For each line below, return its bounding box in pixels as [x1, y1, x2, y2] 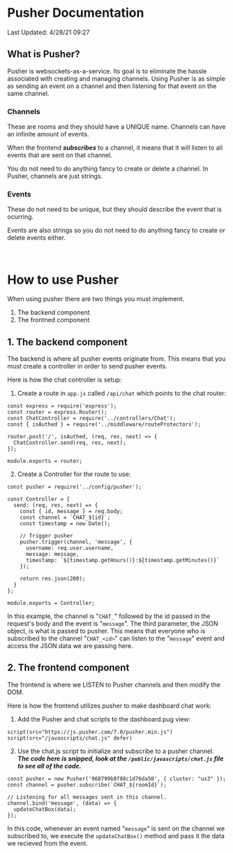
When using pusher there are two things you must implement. [7, 295, 185, 303]
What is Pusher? [7, 48, 80, 60]
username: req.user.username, [25, 545, 114, 552]
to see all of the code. [17, 761, 82, 770]
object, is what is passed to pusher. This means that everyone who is [7, 627, 206, 636]
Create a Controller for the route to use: [17, 470, 131, 478]
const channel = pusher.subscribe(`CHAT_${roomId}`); [7, 781, 167, 788]
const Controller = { [7, 496, 70, 503]
